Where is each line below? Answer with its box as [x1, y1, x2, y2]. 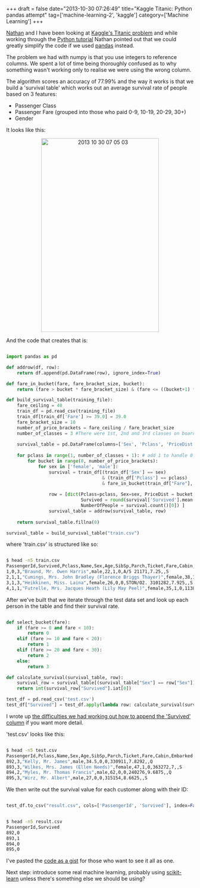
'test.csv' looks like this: [6, 730, 65, 738]
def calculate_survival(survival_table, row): [6, 674, 124, 680]
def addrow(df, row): [6, 364, 60, 370]
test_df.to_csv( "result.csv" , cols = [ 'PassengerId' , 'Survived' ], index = [6, 803, 190, 809]
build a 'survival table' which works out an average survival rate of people [6, 84, 187, 91]
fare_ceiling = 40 [17, 402, 62, 408]
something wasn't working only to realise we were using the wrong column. [6, 66, 192, 73]
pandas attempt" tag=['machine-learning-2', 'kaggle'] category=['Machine [6, 11, 189, 19]
